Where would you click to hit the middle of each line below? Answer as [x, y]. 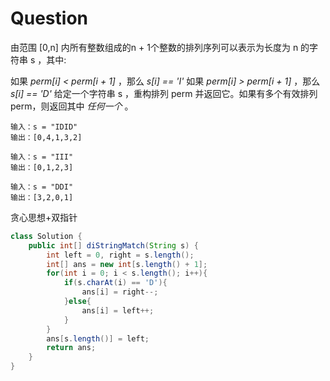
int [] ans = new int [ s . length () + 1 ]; [127, 264]
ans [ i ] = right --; [120, 292]
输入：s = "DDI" [42, 187]
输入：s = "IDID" [44, 127]
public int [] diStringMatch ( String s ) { [113, 245]
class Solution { [46, 236]
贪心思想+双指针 [44, 217]
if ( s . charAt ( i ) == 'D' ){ [115, 283]
